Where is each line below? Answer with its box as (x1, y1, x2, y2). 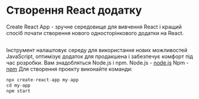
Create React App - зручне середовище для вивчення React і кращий (6, 23, 182, 30)
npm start (6, 88, 31, 94)
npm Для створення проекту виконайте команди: (6, 66, 133, 73)
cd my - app (6, 82, 31, 89)
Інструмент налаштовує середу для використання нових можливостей (6, 47, 188, 54)
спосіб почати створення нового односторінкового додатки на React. (6, 29, 184, 36)
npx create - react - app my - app (6, 77, 79, 83)
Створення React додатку (6, 4, 142, 17)
